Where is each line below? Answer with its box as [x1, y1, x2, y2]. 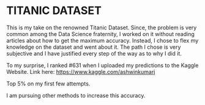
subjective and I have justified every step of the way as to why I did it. [6, 49, 182, 57]
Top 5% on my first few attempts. [6, 80, 91, 87]
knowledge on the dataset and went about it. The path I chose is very [6, 43, 181, 51]
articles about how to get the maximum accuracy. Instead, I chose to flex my [6, 37, 199, 44]
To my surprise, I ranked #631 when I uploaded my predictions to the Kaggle [6, 62, 199, 69]
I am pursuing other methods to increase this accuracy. [6, 92, 146, 99]
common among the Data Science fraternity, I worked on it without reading [6, 30, 195, 37]
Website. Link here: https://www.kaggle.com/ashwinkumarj [6, 68, 155, 75]
